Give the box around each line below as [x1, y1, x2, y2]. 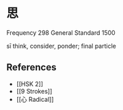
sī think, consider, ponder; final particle [6, 42, 117, 50]
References [6, 61, 57, 73]
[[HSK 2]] [16, 79, 44, 88]
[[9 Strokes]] [16, 87, 53, 95]
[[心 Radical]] [16, 95, 54, 103]
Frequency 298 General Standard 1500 [6, 28, 115, 37]
